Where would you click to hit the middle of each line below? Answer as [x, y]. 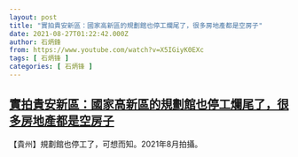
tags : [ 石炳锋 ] [39, 58]
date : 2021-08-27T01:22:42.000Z [69, 34]
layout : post [33, 17]
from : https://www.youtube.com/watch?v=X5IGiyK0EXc [106, 50]
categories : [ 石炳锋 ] [51, 67]
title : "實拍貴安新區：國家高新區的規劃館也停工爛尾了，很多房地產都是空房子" [136, 26]
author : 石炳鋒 [35, 42]
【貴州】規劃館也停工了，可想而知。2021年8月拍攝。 [106, 144]
